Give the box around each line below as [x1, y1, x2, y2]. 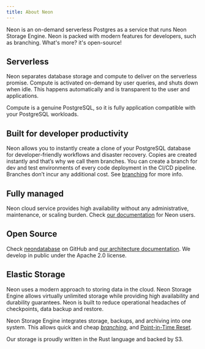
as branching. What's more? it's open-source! [6, 39, 122, 46]
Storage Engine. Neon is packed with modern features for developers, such [6, 32, 197, 40]
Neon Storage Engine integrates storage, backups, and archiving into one [6, 317, 192, 325]
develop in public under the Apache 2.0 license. [6, 252, 127, 259]
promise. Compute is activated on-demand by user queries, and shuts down [6, 79, 198, 86]
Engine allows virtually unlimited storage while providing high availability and [6, 292, 199, 299]
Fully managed [6, 188, 64, 199]
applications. [6, 92, 39, 100]
